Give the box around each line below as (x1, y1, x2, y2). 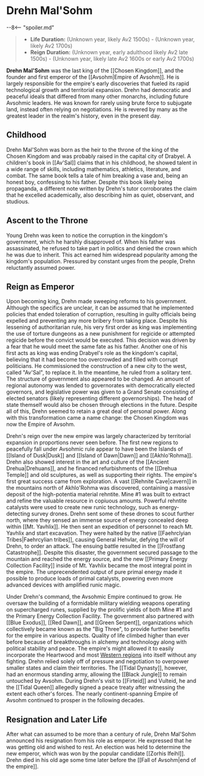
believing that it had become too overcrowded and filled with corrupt (6, 356, 178, 363)
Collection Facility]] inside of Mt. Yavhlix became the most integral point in (6, 562, 192, 570)
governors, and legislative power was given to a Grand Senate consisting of (6, 388, 195, 396)
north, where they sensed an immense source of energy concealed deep (6, 517, 189, 524)
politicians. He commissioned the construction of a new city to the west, (6, 362, 187, 370)
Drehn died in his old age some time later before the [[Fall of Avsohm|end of (6, 757, 196, 764)
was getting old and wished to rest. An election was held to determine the (6, 744, 191, 751)
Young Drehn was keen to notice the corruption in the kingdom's (6, 231, 168, 239)
